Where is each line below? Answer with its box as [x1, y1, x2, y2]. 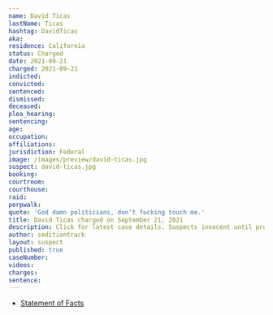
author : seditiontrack [8, 231, 85, 239]
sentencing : [8, 118, 49, 126]
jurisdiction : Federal [8, 148, 85, 156]
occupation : [8, 132, 49, 140]
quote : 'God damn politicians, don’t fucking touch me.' [8, 208, 206, 216]
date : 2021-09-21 [8, 58, 67, 66]
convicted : [8, 80, 45, 88]
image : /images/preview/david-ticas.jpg [8, 155, 148, 163]
